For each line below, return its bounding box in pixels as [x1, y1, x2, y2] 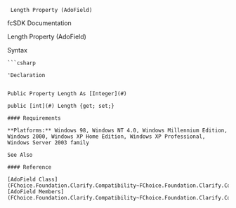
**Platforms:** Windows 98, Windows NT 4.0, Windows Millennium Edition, [7, 127, 228, 134]
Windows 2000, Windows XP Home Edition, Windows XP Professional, [7, 133, 206, 140]
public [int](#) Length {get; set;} [7, 102, 114, 109]
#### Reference [7, 164, 52, 171]
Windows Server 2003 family [7, 139, 90, 146]
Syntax [7, 46, 28, 54]
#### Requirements [7, 115, 61, 122]
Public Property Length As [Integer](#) [7, 90, 128, 97]
